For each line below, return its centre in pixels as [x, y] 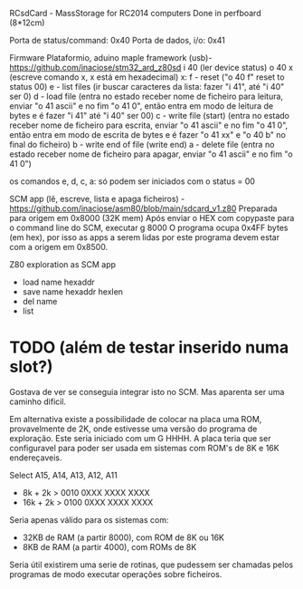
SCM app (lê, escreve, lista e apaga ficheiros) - [97, 199]
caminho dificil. [38, 401]
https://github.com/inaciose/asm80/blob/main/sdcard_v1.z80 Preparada [143, 208]
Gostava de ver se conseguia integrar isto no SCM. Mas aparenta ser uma [147, 391]
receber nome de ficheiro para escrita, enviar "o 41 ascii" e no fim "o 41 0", [149, 125]
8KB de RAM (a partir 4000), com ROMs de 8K [109, 546]
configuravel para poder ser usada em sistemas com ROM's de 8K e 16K [144, 448]
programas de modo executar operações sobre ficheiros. [116, 574]
